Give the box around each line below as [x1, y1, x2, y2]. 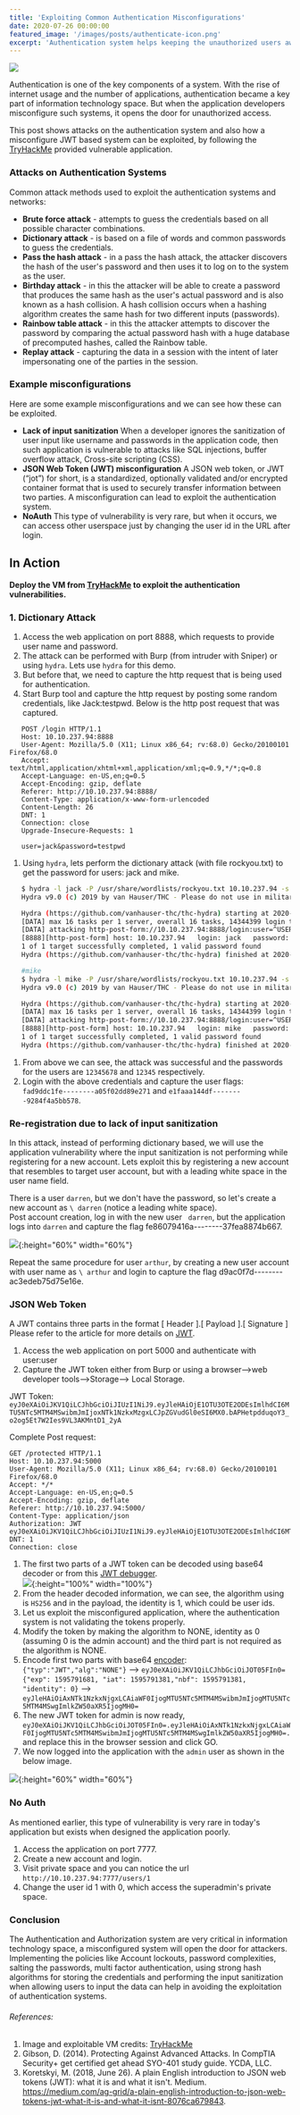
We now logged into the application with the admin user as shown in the [21, 1746, 285, 1757]
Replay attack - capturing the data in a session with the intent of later [21, 346, 279, 357]
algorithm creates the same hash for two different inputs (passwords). [21, 308, 280, 319]
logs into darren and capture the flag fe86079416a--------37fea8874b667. [9, 1221, 283, 1232]
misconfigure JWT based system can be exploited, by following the [9, 135, 257, 146]
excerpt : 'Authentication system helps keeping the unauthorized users [9, 38, 281, 47]
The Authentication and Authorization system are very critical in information [9, 1934, 288, 1944]
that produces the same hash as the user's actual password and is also [21, 290, 284, 300]
